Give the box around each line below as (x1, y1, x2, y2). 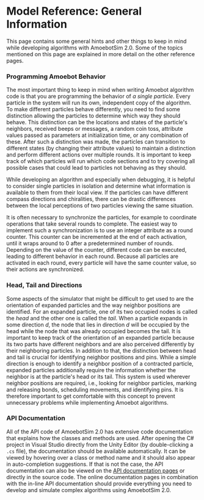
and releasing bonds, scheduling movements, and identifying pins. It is (6, 386, 184, 393)
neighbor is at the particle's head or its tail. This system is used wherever (6, 373, 191, 380)
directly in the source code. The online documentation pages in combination (6, 473, 199, 480)
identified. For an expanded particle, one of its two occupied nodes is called (6, 307, 198, 315)
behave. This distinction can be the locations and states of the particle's (6, 119, 188, 126)
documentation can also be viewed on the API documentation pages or (6, 466, 185, 474)
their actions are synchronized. (6, 266, 84, 273)
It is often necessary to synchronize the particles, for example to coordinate (6, 214, 197, 221)
